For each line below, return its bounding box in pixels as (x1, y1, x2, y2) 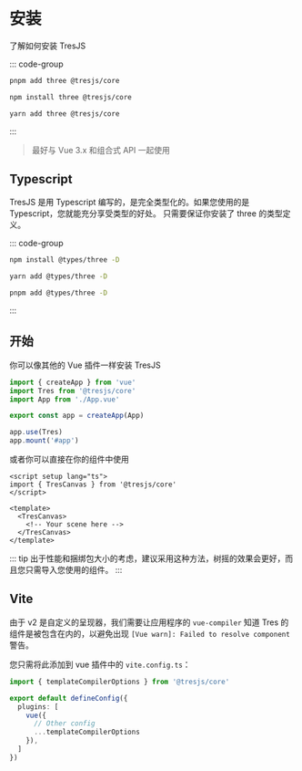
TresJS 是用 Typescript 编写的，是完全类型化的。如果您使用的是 (9, 197, 250, 208)
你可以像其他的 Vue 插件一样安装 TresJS (9, 359, 161, 370)
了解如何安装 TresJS (9, 40, 86, 51)
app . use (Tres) (9, 428, 64, 437)
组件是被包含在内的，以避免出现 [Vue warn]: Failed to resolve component (9, 628, 291, 639)
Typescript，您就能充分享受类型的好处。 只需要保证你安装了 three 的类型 (9, 208, 284, 219)
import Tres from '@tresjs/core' (9, 386, 136, 395)
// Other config (33, 719, 96, 728)
